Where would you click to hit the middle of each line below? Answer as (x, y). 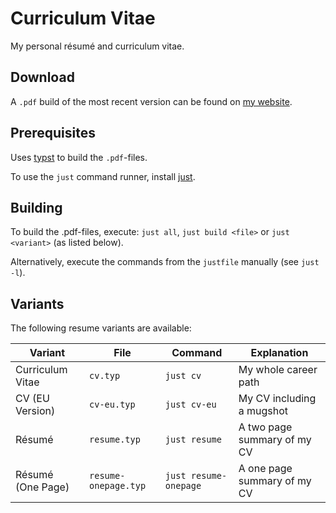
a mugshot (263, 411)
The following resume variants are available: (101, 328)
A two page (265, 427)
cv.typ (105, 376)
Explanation (279, 353)
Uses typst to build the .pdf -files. (79, 157)
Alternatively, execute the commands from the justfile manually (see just (165, 262)
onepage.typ (118, 486)
